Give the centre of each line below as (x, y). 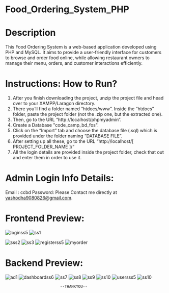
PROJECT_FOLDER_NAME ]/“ (44, 147)
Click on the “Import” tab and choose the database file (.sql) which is (85, 131)
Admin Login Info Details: (60, 178)
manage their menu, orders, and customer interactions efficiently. (74, 63)
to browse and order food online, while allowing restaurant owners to (78, 58)
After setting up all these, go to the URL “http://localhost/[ (73, 141)
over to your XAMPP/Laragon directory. (54, 104)
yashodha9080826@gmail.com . (39, 198)
